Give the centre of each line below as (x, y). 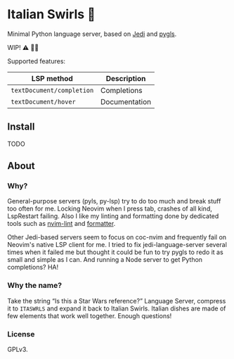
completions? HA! (33, 267)
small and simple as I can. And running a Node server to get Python (105, 260)
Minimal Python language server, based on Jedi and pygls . (92, 34)
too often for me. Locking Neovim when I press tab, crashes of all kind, (110, 209)
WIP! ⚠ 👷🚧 (23, 47)
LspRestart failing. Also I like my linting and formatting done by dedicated (113, 216)
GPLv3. (18, 349)
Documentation (126, 101)
